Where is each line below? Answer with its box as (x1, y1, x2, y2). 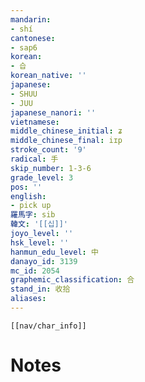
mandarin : (10, 14, 52, 25)
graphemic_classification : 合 (10, 275, 135, 285)
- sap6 (10, 42, 38, 53)
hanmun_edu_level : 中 (10, 247, 99, 257)
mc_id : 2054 (10, 266, 60, 276)
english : (10, 191, 47, 201)
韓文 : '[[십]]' (10, 219, 69, 230)
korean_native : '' (10, 71, 87, 81)
